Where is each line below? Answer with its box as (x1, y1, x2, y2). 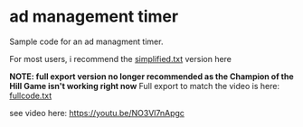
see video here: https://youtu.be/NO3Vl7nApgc (9, 107, 185, 118)
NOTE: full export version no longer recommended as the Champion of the (9, 70, 294, 82)
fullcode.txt (9, 90, 52, 101)
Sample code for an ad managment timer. (9, 36, 164, 47)
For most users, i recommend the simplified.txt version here (9, 53, 232, 64)
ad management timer (9, 6, 179, 27)
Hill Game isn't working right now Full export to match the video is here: (9, 80, 280, 91)
